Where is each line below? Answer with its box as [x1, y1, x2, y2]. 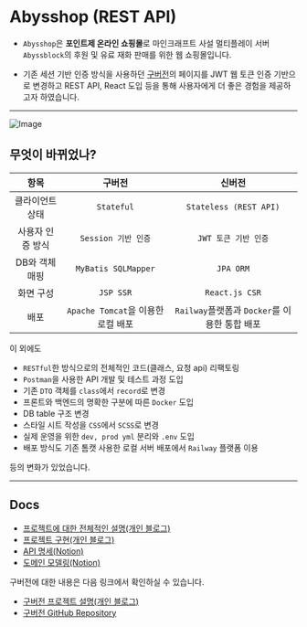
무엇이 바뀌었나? [9, 147, 97, 163]
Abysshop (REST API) [9, 6, 177, 27]
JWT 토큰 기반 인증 [197, 233, 270, 243]
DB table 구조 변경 [22, 408, 90, 419]
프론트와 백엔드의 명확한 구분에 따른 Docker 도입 [22, 396, 195, 408]
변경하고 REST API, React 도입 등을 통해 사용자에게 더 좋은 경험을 [32, 80, 267, 90]
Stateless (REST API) [185, 201, 281, 212]
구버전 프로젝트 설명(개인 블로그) [22, 596, 140, 607]
